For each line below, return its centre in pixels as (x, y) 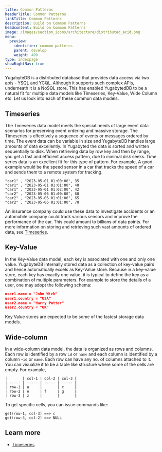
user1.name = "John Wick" (31, 294)
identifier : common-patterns (43, 46)
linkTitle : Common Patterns (34, 19)
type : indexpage (21, 59)
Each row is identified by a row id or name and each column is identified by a (81, 354)
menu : (10, 37)
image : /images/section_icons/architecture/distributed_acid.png (72, 32)
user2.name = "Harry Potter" (35, 303)
